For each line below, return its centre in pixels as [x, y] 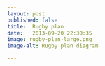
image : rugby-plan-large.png [50, 40]
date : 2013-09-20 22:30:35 [50, 33]
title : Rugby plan [36, 26]
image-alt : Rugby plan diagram [53, 46]
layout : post [26, 14]
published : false [33, 20]
